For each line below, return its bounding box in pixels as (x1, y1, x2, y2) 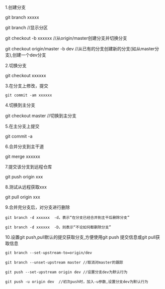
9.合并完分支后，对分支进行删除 (5, 204, 71, 210)
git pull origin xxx (5, 194, 41, 200)
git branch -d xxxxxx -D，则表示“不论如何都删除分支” (5, 225, 111, 230)
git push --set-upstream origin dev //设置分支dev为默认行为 (5, 270, 128, 275)
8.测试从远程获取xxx (5, 184, 47, 190)
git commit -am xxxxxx (5, 93, 52, 98)
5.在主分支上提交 (5, 124, 40, 129)
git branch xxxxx (5, 14, 39, 20)
